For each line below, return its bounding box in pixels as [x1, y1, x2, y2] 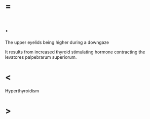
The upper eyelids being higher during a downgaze [5, 40, 110, 45]
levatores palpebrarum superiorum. [5, 54, 77, 60]
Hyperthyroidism [5, 88, 39, 94]
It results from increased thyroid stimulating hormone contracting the [5, 49, 146, 55]
